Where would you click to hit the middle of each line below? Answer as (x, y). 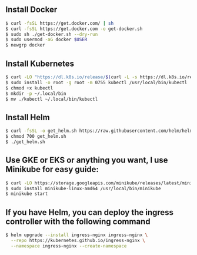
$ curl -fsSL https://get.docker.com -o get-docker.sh (74, 29)
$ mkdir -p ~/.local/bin (36, 94)
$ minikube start (27, 194)
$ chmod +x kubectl (29, 88)
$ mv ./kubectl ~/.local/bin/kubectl (52, 99)
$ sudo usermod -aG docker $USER (46, 40)
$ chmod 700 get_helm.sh (36, 137)
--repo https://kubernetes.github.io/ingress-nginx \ (78, 240)
